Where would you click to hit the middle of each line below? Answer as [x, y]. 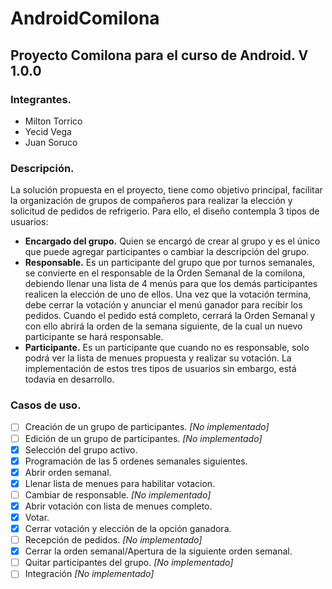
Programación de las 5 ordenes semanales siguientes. [136, 461]
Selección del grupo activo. [81, 449]
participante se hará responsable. [94, 337]
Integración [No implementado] [89, 574]
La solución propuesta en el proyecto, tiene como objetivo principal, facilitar [166, 190]
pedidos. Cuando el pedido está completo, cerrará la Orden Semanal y [170, 316]
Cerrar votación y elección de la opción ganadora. [128, 529]
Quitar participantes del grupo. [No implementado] [129, 563]
